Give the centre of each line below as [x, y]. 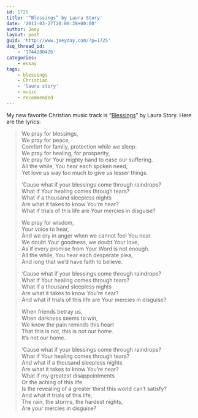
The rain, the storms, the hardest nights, [72, 401]
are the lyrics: [24, 122]
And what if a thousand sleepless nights [72, 362]
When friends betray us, [52, 311]
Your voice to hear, [45, 229]
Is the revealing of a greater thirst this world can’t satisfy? [94, 389]
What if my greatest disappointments [68, 376]
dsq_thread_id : [26, 47]
